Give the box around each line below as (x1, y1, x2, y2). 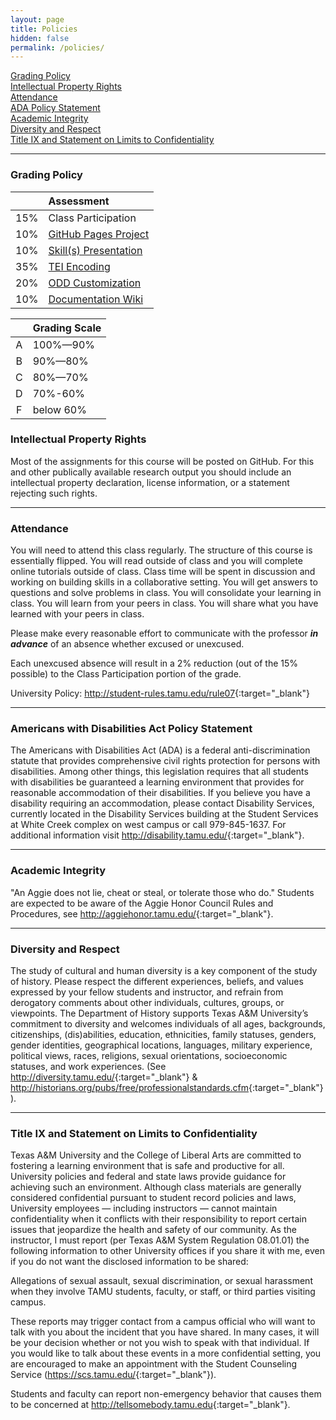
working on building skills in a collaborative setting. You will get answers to (10, 576, 318, 588)
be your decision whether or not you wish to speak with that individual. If (10, 1337, 310, 1349)
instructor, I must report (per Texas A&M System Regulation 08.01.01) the (10, 1234, 310, 1246)
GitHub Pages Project (48, 227, 150, 241)
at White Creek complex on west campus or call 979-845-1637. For (10, 819, 287, 831)
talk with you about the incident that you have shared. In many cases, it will (10, 1326, 320, 1338)
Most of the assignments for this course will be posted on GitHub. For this (10, 455, 315, 467)
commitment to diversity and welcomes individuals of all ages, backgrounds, (10, 1018, 326, 1030)
